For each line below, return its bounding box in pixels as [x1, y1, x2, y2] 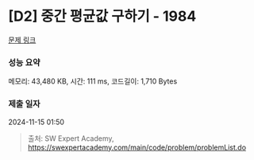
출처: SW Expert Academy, [27, 133, 114, 143]
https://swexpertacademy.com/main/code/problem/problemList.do [27, 142, 247, 152]
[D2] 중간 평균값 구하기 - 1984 [8, 7, 197, 25]
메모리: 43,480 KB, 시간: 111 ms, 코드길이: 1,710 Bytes [8, 76, 178, 86]
